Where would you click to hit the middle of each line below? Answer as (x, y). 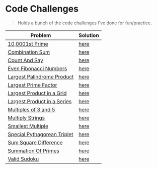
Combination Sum (29, 52)
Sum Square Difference (35, 142)
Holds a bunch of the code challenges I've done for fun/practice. (85, 23)
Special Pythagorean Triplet (41, 134)
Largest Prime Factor (32, 85)
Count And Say (26, 60)
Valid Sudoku (23, 159)
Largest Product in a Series (40, 101)
